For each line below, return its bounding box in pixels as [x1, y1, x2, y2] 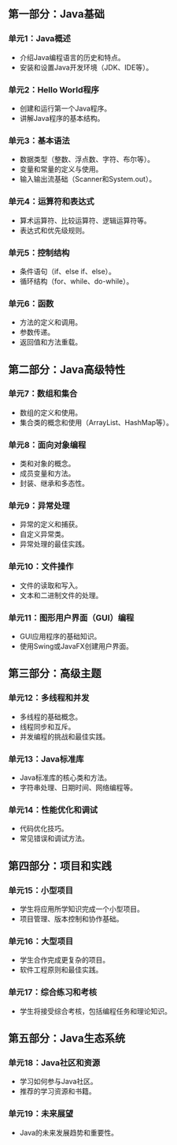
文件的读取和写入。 [19, 580, 83, 590]
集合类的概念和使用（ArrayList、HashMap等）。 [19, 417, 174, 427]
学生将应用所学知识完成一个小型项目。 [19, 904, 144, 914]
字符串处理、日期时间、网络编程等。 [19, 783, 138, 793]
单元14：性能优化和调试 [8, 804, 98, 815]
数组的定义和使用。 [19, 408, 83, 417]
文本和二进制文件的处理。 [19, 590, 103, 600]
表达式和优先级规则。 [19, 225, 89, 235]
